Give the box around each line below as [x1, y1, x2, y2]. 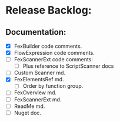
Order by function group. [22, 83, 84, 90]
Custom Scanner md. [14, 69, 66, 77]
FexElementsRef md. [14, 76, 64, 83]
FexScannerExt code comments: [14, 56, 94, 63]
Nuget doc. [14, 109, 42, 116]
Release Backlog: [5, 4, 92, 17]
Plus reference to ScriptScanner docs [22, 62, 114, 70]
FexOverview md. [14, 89, 57, 96]
